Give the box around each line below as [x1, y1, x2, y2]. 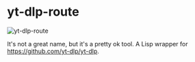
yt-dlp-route [7, 4, 80, 20]
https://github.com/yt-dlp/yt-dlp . [7, 47, 99, 55]
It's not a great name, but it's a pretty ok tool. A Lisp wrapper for [7, 40, 188, 48]
